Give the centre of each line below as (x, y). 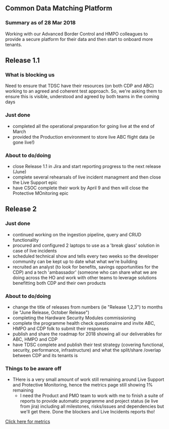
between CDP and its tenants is (45, 355)
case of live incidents (35, 250)
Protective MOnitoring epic (41, 193)
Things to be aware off (33, 368)
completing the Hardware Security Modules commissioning (74, 318)
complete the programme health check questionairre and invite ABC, (84, 323)
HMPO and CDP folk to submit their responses (61, 328)
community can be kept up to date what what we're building (75, 261)
